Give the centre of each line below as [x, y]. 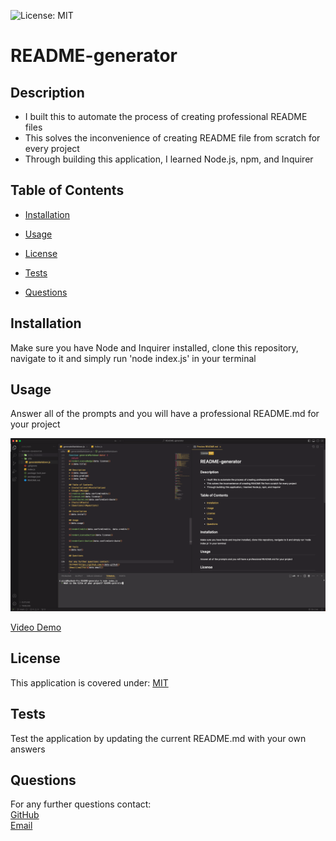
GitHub [25, 815]
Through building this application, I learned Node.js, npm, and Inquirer [169, 159]
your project [35, 424]
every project [52, 148]
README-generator [94, 56]
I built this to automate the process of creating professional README [166, 116]
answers [28, 749]
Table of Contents [67, 190]
